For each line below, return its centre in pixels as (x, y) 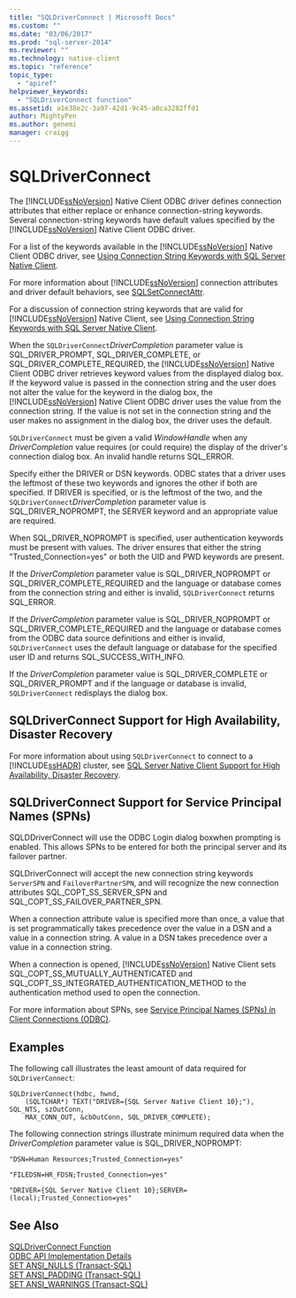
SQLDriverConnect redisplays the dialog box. (89, 693)
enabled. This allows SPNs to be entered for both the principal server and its (148, 847)
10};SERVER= (166, 1191)
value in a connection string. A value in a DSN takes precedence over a (138, 938)
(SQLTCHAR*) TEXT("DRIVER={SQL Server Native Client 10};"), (140, 1102)
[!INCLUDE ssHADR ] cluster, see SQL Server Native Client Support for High (145, 765)
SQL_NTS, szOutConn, (47, 1110)
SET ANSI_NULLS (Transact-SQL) (71, 1266)
